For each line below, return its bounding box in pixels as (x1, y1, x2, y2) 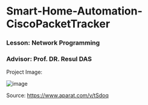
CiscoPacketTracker (6, 17, 111, 31)
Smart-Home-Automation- (6, 4, 143, 18)
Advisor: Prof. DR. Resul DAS (6, 55, 92, 63)
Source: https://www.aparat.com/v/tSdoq (6, 92, 109, 99)
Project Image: (6, 68, 43, 76)
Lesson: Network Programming (6, 39, 100, 47)
